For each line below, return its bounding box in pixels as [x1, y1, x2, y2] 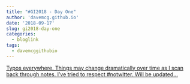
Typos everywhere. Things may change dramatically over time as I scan [6, 64, 184, 71]
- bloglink [11, 37, 39, 43]
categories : [6, 31, 36, 37]
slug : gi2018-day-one [6, 25, 61, 32]
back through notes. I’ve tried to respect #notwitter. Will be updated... [6, 70, 179, 78]
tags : [6, 43, 20, 49]
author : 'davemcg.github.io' [6, 14, 79, 20]
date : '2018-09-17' [6, 20, 55, 26]
